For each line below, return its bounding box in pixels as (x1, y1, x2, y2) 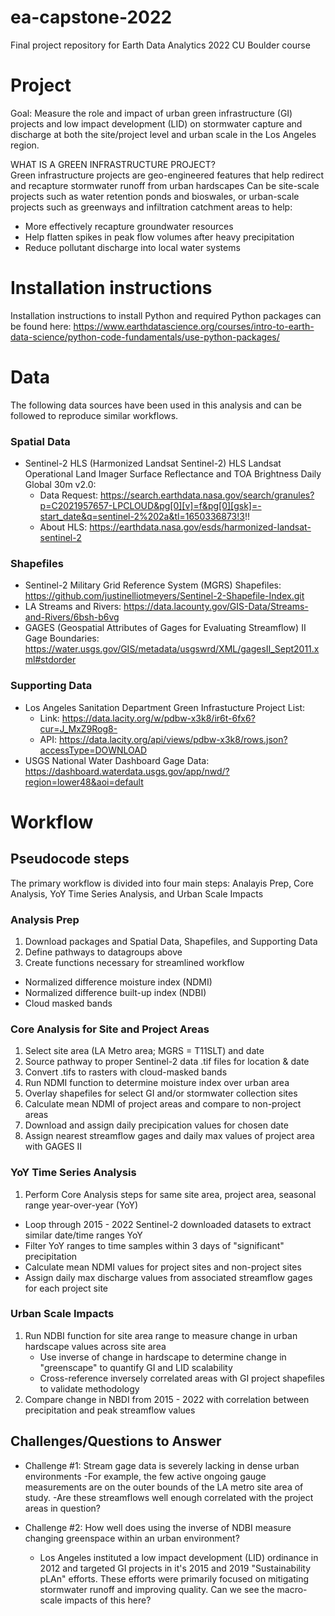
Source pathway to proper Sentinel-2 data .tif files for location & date (24, 1056, 310, 1068)
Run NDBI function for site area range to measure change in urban (24, 1329, 298, 1341)
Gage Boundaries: (24, 632, 100, 645)
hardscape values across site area (24, 1340, 167, 1352)
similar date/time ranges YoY (24, 1229, 143, 1241)
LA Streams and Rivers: (24, 601, 122, 613)
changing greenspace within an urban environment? (24, 1532, 240, 1544)
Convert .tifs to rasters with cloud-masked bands (24, 1066, 228, 1078)
